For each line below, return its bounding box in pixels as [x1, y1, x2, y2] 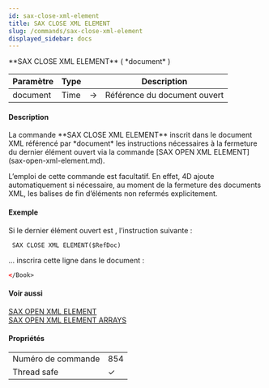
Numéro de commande [12, 353, 100, 365]
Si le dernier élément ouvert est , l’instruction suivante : [8, 225, 193, 235]
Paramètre [12, 76, 54, 87]
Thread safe [12, 366, 59, 377]
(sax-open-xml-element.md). [8, 156, 105, 166]
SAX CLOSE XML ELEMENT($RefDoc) [11, 241, 122, 249]
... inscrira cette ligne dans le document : [8, 255, 144, 265]
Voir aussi [8, 288, 43, 298]
